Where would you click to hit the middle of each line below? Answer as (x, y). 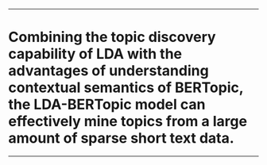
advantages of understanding (108, 71)
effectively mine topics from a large (128, 122)
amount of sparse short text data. (121, 138)
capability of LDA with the (95, 54)
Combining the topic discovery (112, 37)
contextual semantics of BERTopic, (126, 88)
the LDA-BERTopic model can (107, 105)
